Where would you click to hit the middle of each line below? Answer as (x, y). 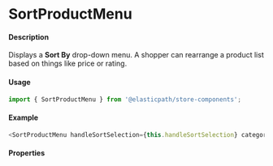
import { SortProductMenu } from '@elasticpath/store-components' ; (125, 99)
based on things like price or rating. (68, 64)
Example (24, 117)
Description (29, 36)
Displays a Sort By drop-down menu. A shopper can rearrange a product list (136, 55)
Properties (27, 153)
